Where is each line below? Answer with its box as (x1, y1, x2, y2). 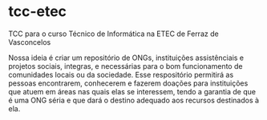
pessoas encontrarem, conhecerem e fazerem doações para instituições (8, 78, 249, 88)
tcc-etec (8, 2, 67, 21)
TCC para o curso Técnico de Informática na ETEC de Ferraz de (8, 29, 219, 38)
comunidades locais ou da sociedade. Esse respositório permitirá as (8, 70, 234, 79)
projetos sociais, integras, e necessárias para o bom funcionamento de (8, 61, 243, 70)
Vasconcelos (8, 37, 51, 46)
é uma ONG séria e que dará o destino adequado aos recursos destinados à (8, 95, 259, 105)
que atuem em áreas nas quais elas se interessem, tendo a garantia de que (8, 86, 257, 96)
